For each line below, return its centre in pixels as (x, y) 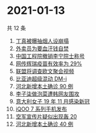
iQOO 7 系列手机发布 (41, 109)
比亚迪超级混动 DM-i (41, 79)
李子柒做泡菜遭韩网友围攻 (47, 94)
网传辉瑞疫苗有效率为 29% (49, 63)
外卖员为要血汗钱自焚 (42, 48)
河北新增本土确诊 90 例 (44, 86)
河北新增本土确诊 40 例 (44, 124)
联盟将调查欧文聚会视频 (45, 71)
